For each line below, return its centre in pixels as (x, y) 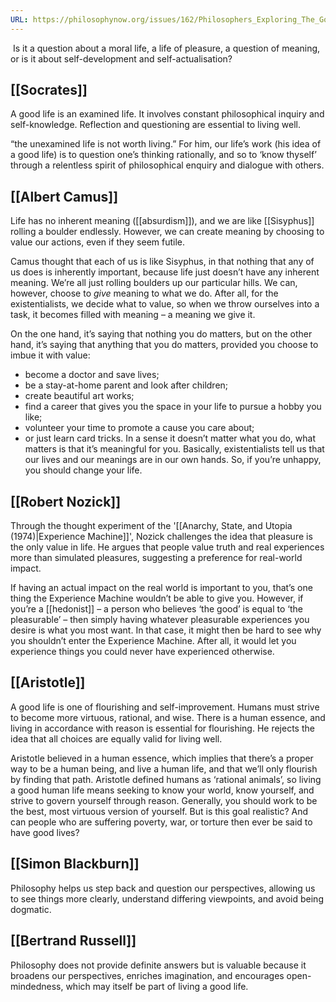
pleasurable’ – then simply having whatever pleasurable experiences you (160, 620)
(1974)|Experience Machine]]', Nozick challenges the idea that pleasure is (161, 537)
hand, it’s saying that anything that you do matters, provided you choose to (164, 345)
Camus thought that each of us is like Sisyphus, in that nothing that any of (162, 262)
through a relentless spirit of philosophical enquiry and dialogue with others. (167, 165)
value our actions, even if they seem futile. (98, 242)
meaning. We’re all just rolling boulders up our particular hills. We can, (154, 283)
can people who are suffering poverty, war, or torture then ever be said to (161, 822)
